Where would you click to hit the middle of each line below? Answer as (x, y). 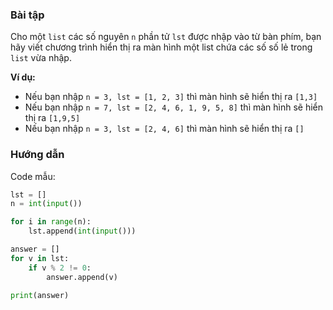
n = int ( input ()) (46, 204)
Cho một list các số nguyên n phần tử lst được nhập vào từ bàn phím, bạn (166, 37)
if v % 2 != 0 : (60, 268)
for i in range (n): (51, 222)
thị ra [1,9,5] (52, 118)
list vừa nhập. (41, 58)
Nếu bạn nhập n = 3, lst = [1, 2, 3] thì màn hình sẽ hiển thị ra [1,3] (171, 97)
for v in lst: (40, 258)
